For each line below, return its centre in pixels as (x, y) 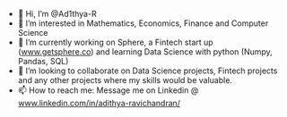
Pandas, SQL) (43, 61)
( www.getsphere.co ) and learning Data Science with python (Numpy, (145, 52)
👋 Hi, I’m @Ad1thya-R (57, 14)
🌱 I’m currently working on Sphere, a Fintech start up (115, 42)
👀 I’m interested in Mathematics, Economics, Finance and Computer (143, 23)
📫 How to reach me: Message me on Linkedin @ (108, 90)
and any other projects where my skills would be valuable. (125, 80)
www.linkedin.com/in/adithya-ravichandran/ (99, 103)
